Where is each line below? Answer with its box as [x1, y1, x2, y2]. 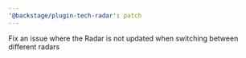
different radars [8, 41, 60, 52]
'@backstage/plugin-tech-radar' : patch [8, 11, 142, 20]
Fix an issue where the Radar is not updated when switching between [8, 33, 239, 43]
